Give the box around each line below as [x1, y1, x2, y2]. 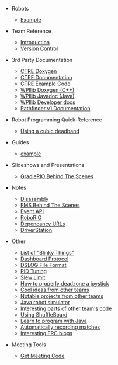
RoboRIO [20, 214, 42, 221]
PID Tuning [20, 268, 47, 274]
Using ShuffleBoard [20, 311, 68, 318]
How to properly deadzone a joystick [20, 280, 109, 287]
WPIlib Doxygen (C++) [20, 86, 75, 93]
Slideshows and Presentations [11, 162, 85, 168]
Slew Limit [20, 274, 46, 281]
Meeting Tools [11, 341, 47, 348]
